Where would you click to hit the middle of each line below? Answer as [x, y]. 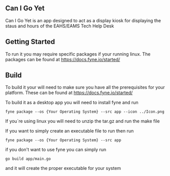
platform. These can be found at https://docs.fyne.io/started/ [69, 93]
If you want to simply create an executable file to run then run [70, 131]
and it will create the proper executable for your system [63, 168]
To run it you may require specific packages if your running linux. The [78, 54]
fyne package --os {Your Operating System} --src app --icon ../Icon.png [85, 112]
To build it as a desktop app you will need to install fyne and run [72, 103]
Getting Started [30, 42]
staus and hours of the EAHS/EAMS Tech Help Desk [60, 26]
